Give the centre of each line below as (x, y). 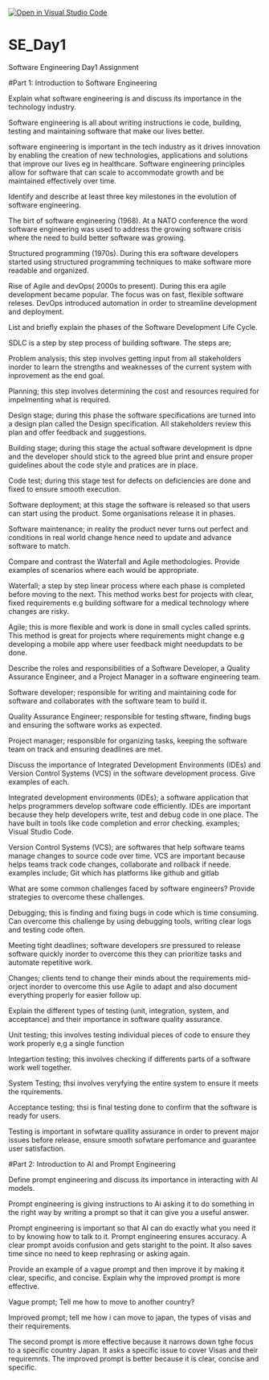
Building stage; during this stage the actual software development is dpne (130, 447)
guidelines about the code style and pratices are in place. (103, 465)
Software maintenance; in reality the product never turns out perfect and (128, 529)
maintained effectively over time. (62, 180)
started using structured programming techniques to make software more (130, 262)
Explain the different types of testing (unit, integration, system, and (119, 1011)
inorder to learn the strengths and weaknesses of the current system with (130, 367)
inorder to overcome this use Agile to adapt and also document (134, 987)
